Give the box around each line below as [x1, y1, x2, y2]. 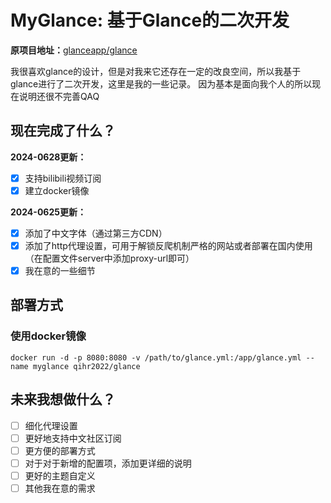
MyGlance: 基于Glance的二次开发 [10, 9, 290, 32]
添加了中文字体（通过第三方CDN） [24, 227, 168, 239]
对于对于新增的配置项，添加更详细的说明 [24, 457, 192, 469]
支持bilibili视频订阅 [24, 172, 102, 184]
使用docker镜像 [10, 329, 87, 343]
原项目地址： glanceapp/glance [10, 44, 138, 56]
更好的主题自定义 [24, 469, 96, 481]
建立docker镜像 [24, 184, 90, 196]
